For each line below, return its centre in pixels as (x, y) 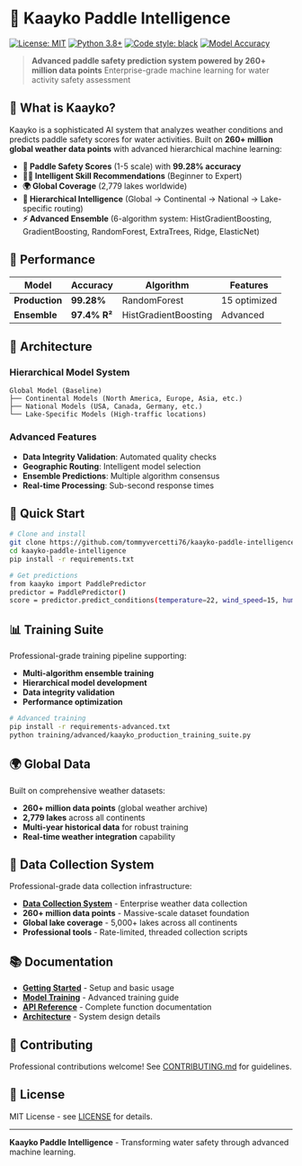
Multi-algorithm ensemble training (88, 673)
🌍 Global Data (50, 765)
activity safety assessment (81, 79)
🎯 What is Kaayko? (63, 108)
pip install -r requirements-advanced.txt (90, 727)
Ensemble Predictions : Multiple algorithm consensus (121, 476)
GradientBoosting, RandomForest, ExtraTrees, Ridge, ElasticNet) (141, 231)
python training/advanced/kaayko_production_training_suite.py (130, 735)
